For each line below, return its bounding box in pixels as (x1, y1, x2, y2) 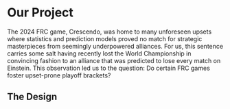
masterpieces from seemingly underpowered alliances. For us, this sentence (7, 42, 224, 50)
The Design (7, 91, 58, 103)
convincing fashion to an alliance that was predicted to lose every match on (7, 56, 221, 64)
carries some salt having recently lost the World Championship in (7, 49, 192, 58)
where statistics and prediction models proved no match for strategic (7, 34, 203, 43)
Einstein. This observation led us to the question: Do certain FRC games (7, 64, 211, 72)
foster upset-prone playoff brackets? (7, 71, 111, 80)
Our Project (7, 5, 74, 21)
